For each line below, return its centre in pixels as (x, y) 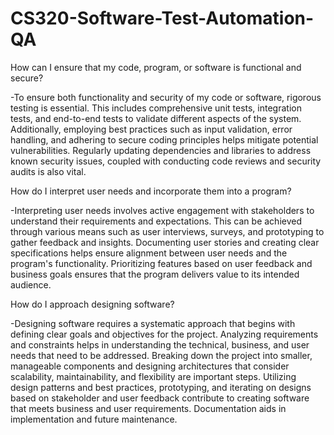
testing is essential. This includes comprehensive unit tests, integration (156, 108)
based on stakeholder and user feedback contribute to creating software (160, 398)
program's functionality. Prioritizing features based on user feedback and (161, 263)
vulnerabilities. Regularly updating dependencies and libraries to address (161, 150)
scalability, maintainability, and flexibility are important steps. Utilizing (153, 376)
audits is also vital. (48, 171)
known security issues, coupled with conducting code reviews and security (166, 161)
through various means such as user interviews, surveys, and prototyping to (167, 231)
